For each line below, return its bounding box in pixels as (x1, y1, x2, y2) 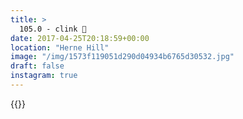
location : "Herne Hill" (10, 42, 110, 53)
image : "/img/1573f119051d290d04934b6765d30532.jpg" (10, 52, 235, 62)
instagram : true (10, 71, 78, 81)
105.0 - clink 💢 (19, 24, 87, 34)
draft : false (10, 61, 65, 71)
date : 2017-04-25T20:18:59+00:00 (10, 33, 150, 43)
